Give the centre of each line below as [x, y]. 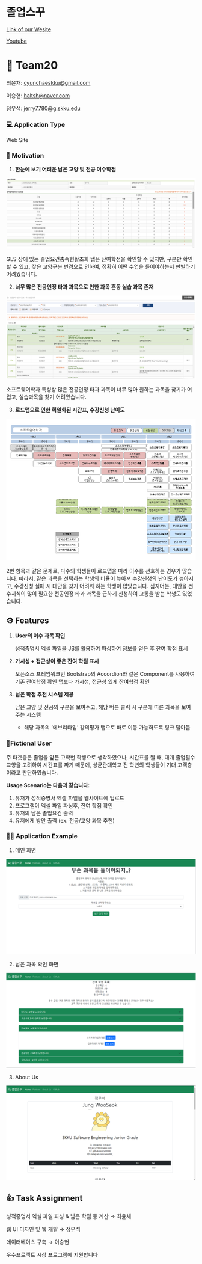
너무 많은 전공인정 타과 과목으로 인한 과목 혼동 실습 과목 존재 [84, 287]
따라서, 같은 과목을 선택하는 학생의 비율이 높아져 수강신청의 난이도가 [98, 578]
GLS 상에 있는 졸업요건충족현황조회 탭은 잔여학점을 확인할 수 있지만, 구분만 [94, 259]
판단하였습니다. [40, 772]
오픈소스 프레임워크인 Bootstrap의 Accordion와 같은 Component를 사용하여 [105, 674]
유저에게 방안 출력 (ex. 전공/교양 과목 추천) [65, 820]
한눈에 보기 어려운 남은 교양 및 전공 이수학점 [65, 170]
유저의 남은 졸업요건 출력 [44, 813]
